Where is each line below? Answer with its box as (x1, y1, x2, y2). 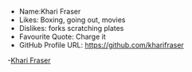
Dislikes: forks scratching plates (18, 24, 124, 32)
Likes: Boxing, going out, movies (18, 15, 126, 25)
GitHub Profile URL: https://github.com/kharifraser (18, 40, 184, 50)
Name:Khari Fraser (18, 7, 81, 16)
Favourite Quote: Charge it (18, 32, 106, 41)
